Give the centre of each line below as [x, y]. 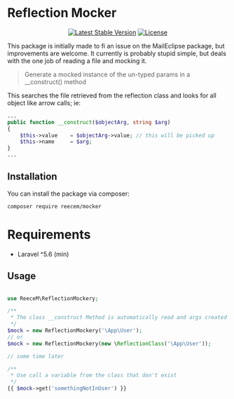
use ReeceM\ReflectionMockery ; [53, 298]
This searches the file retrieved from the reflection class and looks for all [112, 95]
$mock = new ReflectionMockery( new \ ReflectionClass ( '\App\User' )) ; [109, 344]
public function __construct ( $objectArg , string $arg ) [89, 122]
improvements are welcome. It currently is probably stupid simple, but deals [117, 53]
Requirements [49, 235]
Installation [32, 177]
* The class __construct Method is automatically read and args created [119, 318]
